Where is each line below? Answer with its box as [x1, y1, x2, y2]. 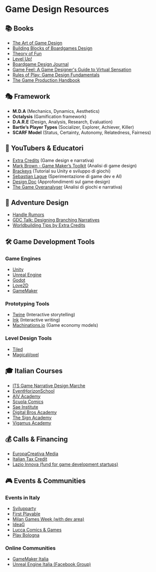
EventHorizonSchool [12, 388, 55, 394]
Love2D [12, 282, 29, 289]
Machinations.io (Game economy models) [12, 322, 99, 328]
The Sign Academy [12, 415, 52, 421]
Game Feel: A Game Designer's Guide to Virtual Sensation [12, 67, 132, 72]
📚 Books [5, 24, 34, 33]
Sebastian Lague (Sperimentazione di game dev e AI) [12, 173, 122, 179]
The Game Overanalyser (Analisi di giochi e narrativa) [12, 184, 123, 190]
